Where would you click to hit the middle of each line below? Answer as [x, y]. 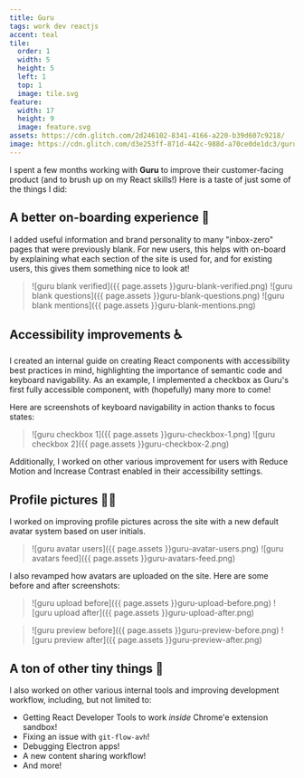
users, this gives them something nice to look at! [100, 268]
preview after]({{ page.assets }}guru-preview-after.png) [158, 640]
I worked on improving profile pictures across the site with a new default [144, 522]
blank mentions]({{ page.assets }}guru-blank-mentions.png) [143, 305]
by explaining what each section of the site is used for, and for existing [141, 258]
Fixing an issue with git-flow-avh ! [86, 736]
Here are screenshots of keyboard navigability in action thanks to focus [142, 408]
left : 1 [32, 77]
